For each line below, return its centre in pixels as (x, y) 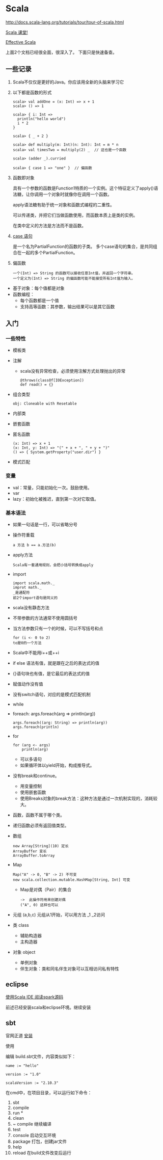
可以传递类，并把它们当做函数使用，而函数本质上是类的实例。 (75, 215)
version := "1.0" (23, 1074)
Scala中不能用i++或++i (36, 653)
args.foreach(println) (36, 727)
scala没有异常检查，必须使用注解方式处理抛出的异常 (73, 371)
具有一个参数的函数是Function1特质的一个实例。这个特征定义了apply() (83, 188)
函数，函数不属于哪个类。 (39, 815)
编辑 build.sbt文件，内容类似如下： (41, 1056)
